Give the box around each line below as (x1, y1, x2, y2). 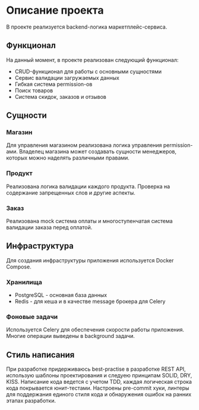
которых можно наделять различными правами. (6, 154, 129, 161)
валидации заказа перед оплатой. (6, 224, 93, 231)
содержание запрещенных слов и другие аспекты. (6, 189, 135, 196)
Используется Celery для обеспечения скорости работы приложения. (6, 326, 185, 333)
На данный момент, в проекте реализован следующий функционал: (6, 56, 179, 63)
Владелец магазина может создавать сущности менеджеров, (18, 148, 177, 155)
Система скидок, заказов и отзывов (14, 93, 107, 100)
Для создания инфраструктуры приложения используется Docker (6, 256, 174, 264)
